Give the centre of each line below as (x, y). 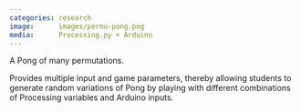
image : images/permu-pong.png (77, 26)
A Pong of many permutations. (67, 61)
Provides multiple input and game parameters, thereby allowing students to (150, 78)
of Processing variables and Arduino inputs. (92, 97)
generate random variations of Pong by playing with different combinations (150, 88)
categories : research (51, 18)
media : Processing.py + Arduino (81, 35)
